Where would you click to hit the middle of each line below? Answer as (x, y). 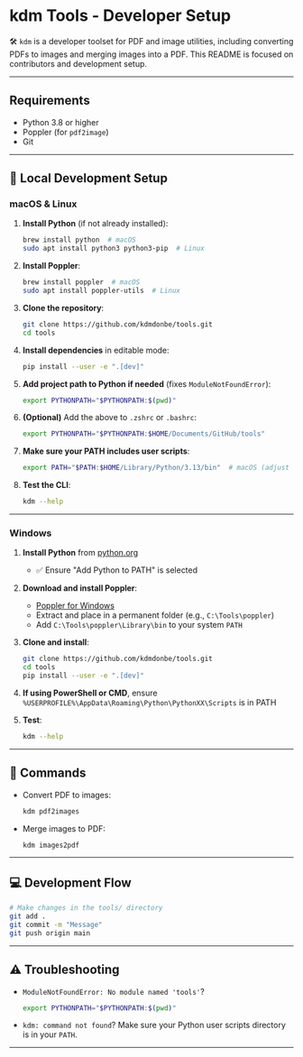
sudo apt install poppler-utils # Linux (101, 291)
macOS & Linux (43, 204)
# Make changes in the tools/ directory (87, 908)
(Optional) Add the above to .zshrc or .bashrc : (109, 418)
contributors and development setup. (78, 63)
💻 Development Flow (71, 882)
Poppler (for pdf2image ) (65, 132)
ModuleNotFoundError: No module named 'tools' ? (113, 991)
